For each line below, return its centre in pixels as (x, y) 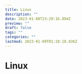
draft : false (18, 28)
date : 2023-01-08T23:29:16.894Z (38, 19)
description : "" (21, 14)
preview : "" (17, 23)
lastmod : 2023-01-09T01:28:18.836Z (41, 42)
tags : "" (14, 32)
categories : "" (20, 37)
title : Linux (18, 10)
